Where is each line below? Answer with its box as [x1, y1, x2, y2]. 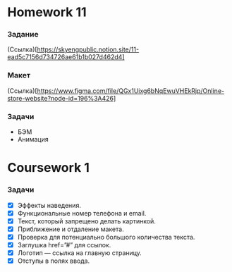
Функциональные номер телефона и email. [17, 209, 147, 217]
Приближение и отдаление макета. [17, 225, 125, 233]
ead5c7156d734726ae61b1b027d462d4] [7, 53, 125, 61]
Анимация [17, 135, 49, 144]
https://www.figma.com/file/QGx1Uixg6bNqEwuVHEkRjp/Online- [37, 86, 224, 95]
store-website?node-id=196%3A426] [7, 94, 116, 102]
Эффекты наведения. [17, 201, 81, 209]
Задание [7, 30, 39, 39]
